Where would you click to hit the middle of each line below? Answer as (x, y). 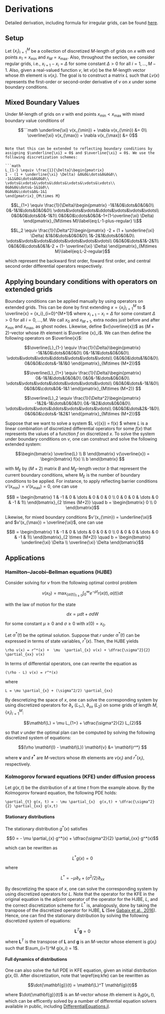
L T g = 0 (82, 931)
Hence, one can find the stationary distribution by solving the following (77, 916)
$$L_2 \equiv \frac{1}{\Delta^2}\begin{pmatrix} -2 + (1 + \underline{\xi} (82, 230)
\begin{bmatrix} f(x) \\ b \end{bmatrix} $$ (82, 459)
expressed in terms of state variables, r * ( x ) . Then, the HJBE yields (72, 641)
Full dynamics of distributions (36, 959)
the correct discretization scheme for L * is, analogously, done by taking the (81, 905)
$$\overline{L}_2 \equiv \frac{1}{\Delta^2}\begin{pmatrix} (82, 398)
